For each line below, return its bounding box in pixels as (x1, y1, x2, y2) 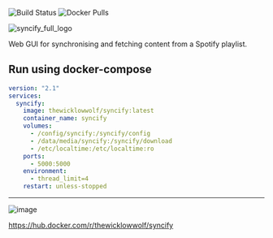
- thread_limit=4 (29, 175, 89, 183)
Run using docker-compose (8, 63, 152, 76)
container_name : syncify (23, 115, 107, 123)
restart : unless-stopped (23, 183, 107, 191)
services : (8, 92, 42, 100)
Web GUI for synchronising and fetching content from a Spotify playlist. (8, 39, 248, 49)
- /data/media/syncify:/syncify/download (29, 136, 173, 145)
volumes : (23, 122, 53, 130)
